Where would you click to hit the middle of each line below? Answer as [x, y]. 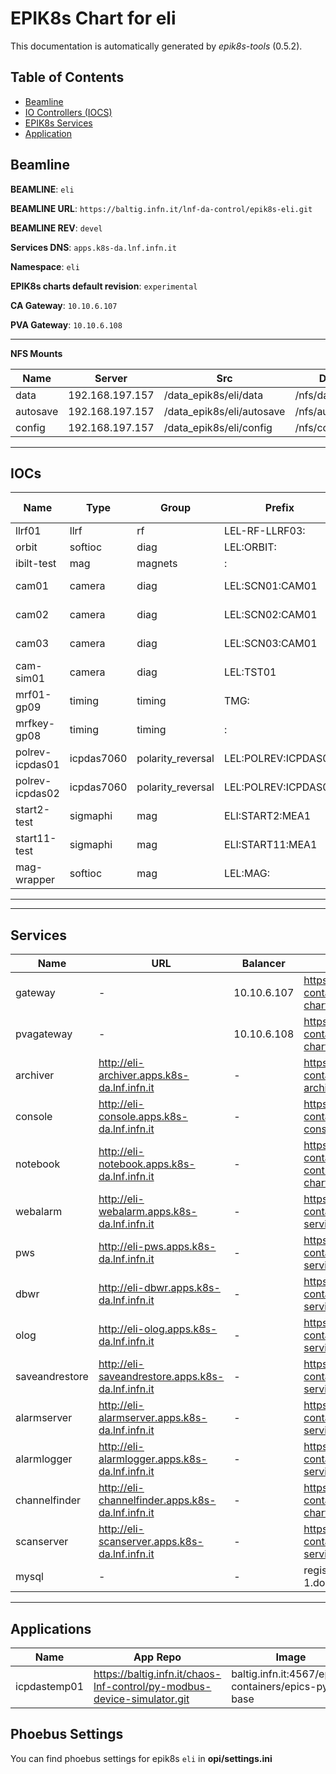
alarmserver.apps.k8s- [153, 1418]
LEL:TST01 [250, 672]
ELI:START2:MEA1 [267, 816]
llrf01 [28, 531]
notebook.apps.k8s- [147, 1164]
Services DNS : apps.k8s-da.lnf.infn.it [93, 247]
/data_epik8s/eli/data [213, 395]
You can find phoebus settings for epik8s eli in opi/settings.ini [141, 1758]
